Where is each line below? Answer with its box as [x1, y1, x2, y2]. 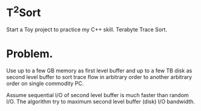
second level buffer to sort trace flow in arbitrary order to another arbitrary [6, 74, 193, 81]
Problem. [6, 47, 53, 61]
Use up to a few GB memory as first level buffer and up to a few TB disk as [6, 67, 193, 74]
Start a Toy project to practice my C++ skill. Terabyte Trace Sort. [6, 26, 168, 33]
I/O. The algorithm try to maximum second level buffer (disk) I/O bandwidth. [6, 98, 196, 106]
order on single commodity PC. [6, 80, 84, 87]
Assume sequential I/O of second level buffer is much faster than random [6, 92, 189, 99]
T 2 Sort [6, 4, 41, 20]
